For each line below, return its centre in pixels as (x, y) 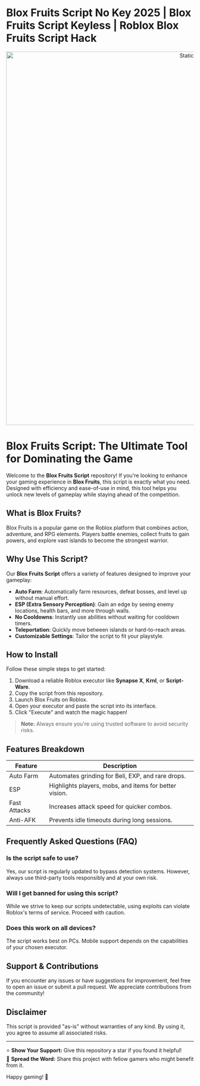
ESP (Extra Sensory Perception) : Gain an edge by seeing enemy (94, 604)
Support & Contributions (52, 966)
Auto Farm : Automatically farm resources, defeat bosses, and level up (101, 591)
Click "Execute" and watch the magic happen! (71, 712)
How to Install (32, 654)
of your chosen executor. (37, 947)
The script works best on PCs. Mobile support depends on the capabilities (97, 941)
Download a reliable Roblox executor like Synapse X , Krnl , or (90, 681)
